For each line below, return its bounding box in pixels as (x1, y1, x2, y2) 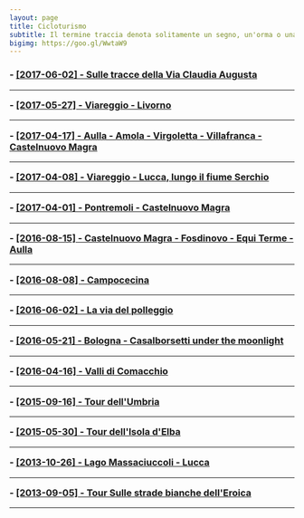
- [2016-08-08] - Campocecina (9, 273, 149, 286)
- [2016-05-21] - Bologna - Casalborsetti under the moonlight (9, 334, 284, 347)
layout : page (9, 13, 59, 23)
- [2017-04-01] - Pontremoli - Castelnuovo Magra (9, 201, 231, 214)
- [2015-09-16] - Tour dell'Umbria (9, 395, 160, 408)
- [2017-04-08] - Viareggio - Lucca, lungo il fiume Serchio (9, 171, 270, 184)
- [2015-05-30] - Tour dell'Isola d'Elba (9, 426, 181, 438)
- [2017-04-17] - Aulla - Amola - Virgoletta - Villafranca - (9, 129, 262, 141)
